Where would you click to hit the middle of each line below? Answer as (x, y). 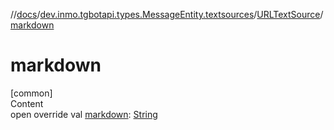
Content (27, 103)
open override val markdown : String (84, 114)
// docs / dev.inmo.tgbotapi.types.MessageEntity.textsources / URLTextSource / (167, 14)
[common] (31, 93)
